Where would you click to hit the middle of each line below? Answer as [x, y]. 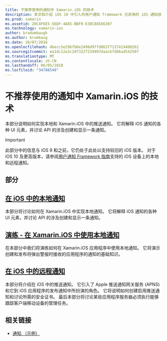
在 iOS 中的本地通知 [35, 198]
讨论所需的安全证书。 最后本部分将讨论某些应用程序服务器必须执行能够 [86, 297]
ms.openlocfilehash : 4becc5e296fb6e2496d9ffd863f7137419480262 [72, 47]
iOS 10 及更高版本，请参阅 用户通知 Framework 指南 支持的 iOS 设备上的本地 [82, 156]
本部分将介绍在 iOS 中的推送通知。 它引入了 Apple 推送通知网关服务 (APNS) [83, 284]
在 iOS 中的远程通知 [35, 271]
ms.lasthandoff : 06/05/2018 [34, 65]
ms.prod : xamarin [23, 19]
